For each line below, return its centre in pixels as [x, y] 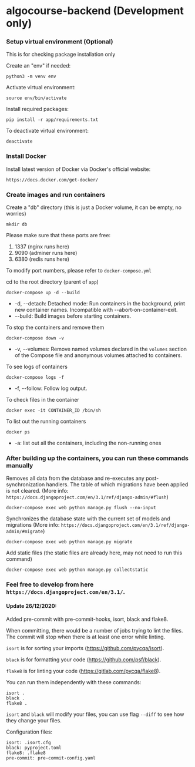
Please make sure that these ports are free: [58, 236]
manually [20, 465]
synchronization [26, 485]
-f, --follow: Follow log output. [51, 388]
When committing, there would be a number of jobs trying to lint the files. [95, 630]
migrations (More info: [33, 525]
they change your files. [34, 720]
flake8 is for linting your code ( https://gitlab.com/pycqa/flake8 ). [83, 671]
